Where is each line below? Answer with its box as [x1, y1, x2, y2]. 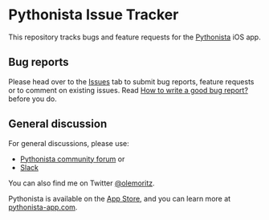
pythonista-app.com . [8, 202, 78, 212]
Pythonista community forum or [19, 154, 125, 164]
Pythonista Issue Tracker [8, 6, 179, 24]
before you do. [8, 94, 58, 104]
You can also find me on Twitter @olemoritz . [8, 178, 155, 188]
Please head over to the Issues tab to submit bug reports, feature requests [8, 76, 255, 86]
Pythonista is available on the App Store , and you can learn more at [8, 194, 231, 203]
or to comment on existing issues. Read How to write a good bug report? [8, 85, 249, 95]
